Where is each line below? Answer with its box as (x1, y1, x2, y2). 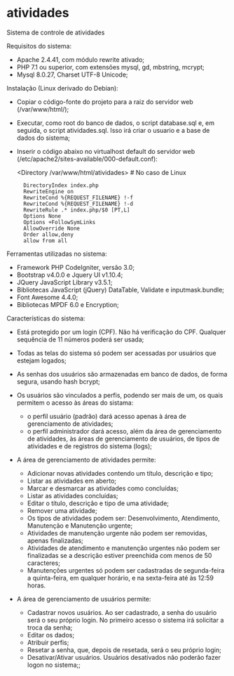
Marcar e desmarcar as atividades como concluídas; (27, 483, 179, 493)
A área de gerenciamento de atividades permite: (16, 455, 156, 464)
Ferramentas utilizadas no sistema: (6, 249, 107, 258)
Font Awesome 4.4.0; (16, 293, 78, 301)
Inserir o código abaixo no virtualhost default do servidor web (16, 147, 195, 155)
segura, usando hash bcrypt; (16, 377, 101, 386)
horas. (27, 581, 46, 590)
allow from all (23, 237, 68, 244)
